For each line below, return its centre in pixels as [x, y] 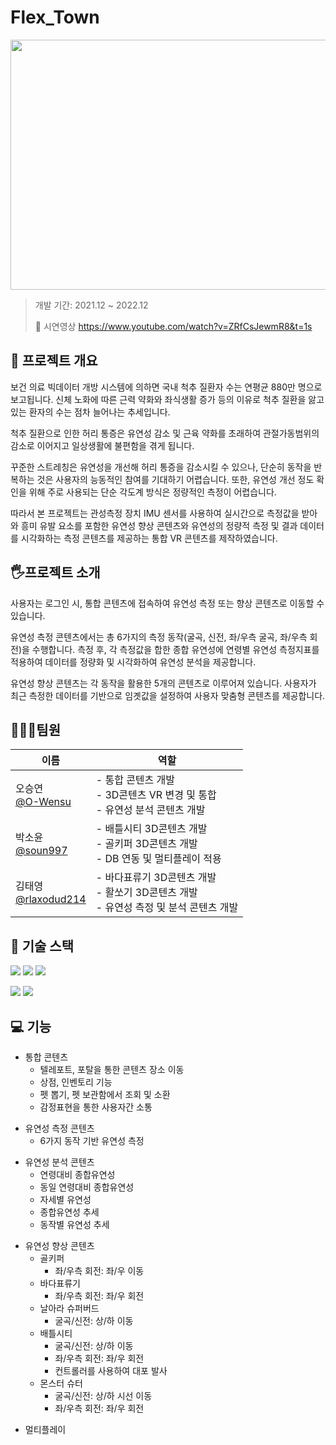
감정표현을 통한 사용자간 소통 [96, 1107]
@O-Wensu [43, 802]
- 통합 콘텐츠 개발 [135, 780]
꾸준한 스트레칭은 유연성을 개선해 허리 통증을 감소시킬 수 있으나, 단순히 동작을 [161, 467]
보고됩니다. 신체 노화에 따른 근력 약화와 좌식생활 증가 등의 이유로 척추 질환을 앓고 [167, 399]
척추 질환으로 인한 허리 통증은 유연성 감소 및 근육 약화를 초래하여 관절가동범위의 [165, 433]
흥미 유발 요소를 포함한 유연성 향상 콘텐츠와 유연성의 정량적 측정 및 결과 [159, 525]
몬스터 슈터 [61, 1383]
